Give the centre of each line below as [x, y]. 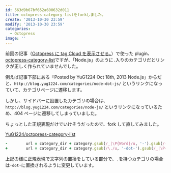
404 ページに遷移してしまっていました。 [56, 113]
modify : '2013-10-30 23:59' [35, 24]
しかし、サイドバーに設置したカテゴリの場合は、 [56, 100]
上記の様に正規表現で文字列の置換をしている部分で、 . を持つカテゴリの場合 [84, 159]
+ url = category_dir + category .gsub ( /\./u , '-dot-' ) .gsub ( [79, 148]
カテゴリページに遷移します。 [54, 90]
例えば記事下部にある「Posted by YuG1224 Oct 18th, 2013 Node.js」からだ [83, 77]
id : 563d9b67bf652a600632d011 [37, 10]
